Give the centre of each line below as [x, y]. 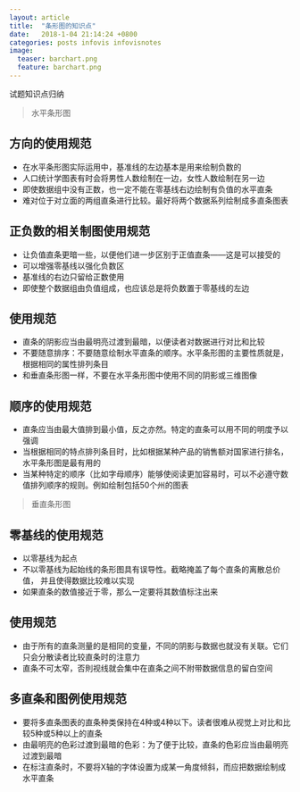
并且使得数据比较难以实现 [87, 580]
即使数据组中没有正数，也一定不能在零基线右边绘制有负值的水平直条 [147, 189]
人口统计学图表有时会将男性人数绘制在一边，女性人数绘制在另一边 [143, 178]
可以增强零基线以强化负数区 [73, 265]
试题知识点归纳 [37, 94]
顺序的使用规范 [50, 406]
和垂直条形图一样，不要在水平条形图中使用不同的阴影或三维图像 [139, 375]
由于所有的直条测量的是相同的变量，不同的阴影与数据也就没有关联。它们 [155, 646]
